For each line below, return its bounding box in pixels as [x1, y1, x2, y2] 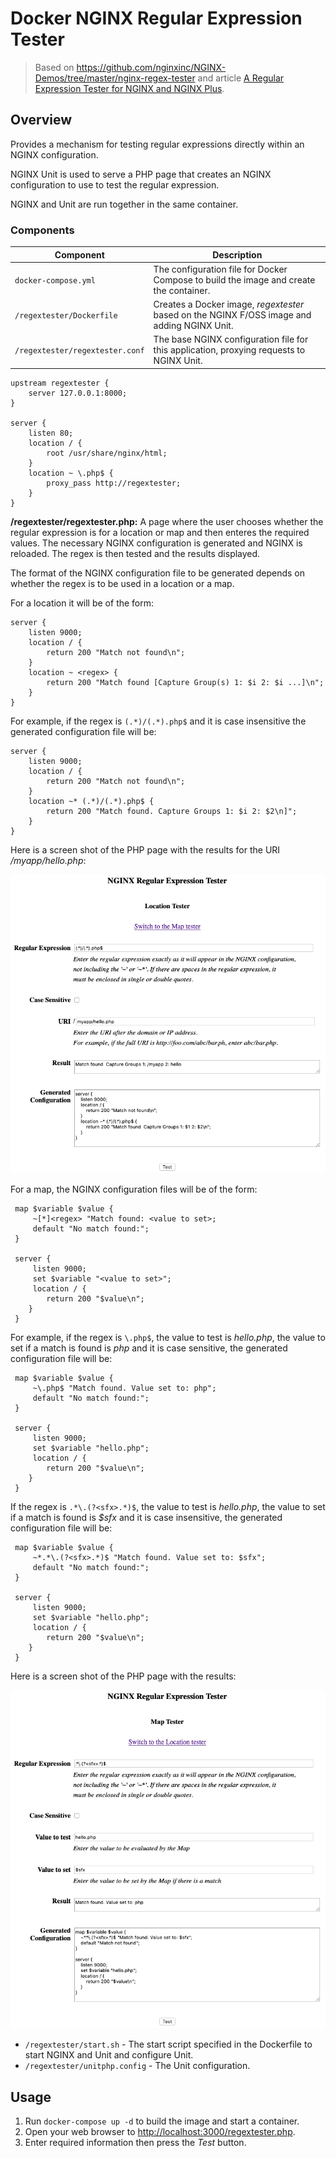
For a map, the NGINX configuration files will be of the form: [10, 1183, 258, 1196]
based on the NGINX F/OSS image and [153, 309, 312, 321]
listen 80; [28, 428, 74, 438]
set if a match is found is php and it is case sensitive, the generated [10, 1342, 288, 1354]
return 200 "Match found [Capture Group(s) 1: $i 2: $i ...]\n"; [46, 677, 325, 687]
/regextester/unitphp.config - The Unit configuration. [24, 2060, 251, 2072]
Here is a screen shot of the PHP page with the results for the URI [10, 843, 281, 856]
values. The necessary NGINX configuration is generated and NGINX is [10, 537, 303, 549]
